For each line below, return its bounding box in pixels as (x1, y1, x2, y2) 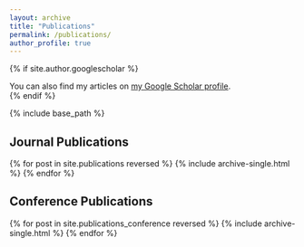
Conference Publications (9, 194, 153, 209)
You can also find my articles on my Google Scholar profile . (9, 81, 231, 91)
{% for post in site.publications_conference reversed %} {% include (9, 218, 263, 229)
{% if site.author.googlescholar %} (9, 63, 139, 74)
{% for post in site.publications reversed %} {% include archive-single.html (9, 158, 290, 169)
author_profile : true (9, 38, 92, 48)
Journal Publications (9, 134, 130, 149)
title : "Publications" (9, 22, 95, 31)
